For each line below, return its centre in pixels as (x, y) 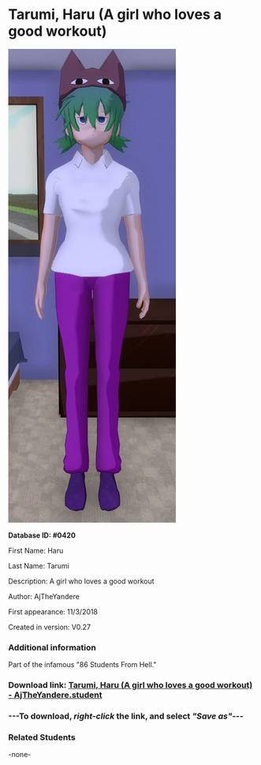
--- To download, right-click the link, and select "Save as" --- (126, 716)
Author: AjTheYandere (44, 596)
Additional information (52, 647)
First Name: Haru (36, 550)
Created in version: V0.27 (50, 627)
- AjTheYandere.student (55, 695)
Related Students (42, 737)
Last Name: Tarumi (39, 565)
